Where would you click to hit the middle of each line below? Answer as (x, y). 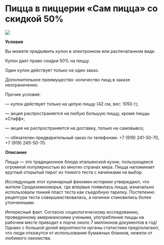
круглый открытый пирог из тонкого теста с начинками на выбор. (74, 172)
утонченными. (20, 202)
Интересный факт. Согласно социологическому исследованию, (72, 212)
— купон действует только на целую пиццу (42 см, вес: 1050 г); (72, 104)
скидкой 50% (34, 19)
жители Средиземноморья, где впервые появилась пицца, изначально (80, 187)
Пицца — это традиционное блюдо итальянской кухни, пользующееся (79, 162)
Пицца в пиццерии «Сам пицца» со (82, 9)
